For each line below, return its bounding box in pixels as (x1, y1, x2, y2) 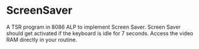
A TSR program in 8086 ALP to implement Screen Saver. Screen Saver (6, 23, 181, 30)
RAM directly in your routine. (6, 36, 77, 43)
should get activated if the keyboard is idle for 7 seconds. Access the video (6, 29, 194, 36)
